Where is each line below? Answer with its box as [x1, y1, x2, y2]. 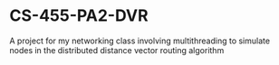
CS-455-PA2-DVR [9, 5, 149, 26]
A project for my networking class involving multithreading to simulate [9, 35, 270, 46]
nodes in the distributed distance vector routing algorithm [9, 44, 225, 55]
